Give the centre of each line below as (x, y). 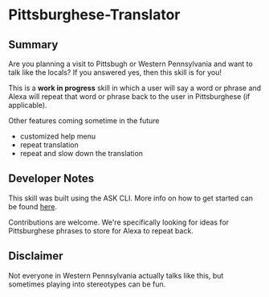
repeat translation (49, 145)
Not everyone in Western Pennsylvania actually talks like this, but (116, 275)
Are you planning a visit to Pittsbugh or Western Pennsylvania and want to (130, 64)
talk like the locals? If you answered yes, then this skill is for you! (115, 72)
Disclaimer (36, 256)
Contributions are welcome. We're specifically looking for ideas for (119, 222)
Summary (33, 45)
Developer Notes (51, 179)
